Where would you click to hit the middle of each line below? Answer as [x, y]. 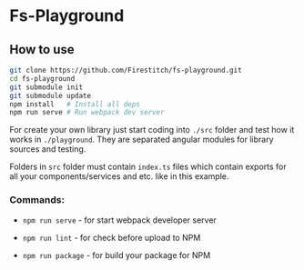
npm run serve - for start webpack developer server [119, 220]
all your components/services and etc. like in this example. [119, 176]
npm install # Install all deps [75, 104]
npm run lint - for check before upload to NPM [111, 237]
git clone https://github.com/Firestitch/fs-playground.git [126, 70]
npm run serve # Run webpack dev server [87, 113]
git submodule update [51, 95]
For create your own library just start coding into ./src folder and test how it [152, 130]
